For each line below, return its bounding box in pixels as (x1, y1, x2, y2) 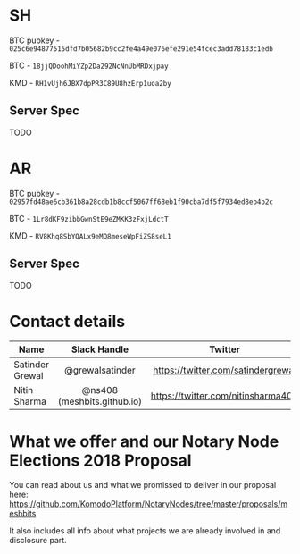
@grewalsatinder (63, 364, 136, 376)
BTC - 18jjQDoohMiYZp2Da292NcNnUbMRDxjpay (9, 60, 169, 71)
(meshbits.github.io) (57, 395, 143, 407)
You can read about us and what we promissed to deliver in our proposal (9, 480, 277, 491)
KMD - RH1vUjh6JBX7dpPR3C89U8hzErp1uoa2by (9, 77, 171, 88)
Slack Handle (71, 343, 129, 356)
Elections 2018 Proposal (9, 450, 192, 470)
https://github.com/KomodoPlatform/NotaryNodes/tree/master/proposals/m (9, 499, 288, 509)
